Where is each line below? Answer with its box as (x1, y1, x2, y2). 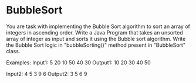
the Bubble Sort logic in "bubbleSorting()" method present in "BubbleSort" (6, 41, 186, 49)
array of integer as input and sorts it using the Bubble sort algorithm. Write (6, 35, 186, 42)
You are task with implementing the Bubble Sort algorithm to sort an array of (6, 23, 191, 30)
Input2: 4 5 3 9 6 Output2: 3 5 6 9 (6, 70, 87, 77)
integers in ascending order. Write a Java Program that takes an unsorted (6, 29, 183, 36)
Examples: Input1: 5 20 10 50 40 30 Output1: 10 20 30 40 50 (6, 59, 151, 66)
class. (6, 47, 21, 54)
